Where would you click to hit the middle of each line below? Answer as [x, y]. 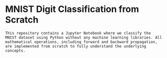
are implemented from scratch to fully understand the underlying [76, 46]
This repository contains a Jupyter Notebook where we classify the [78, 33]
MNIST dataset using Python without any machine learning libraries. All [84, 37]
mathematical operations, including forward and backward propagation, [81, 42]
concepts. [15, 50]
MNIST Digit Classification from [72, 9]
